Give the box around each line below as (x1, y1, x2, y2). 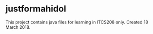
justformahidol (5, 3, 66, 14)
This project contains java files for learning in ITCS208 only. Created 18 (5, 19, 148, 25)
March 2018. (5, 24, 31, 30)
